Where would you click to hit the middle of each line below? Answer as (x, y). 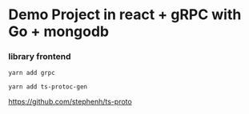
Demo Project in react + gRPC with (125, 15)
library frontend (40, 57)
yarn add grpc (32, 73)
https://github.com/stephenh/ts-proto (70, 102)
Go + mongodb (59, 31)
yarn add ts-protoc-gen (48, 87)
